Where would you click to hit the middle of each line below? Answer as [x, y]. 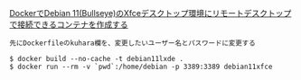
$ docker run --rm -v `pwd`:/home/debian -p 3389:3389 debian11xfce [141, 67]
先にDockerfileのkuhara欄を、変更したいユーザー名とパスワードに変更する [132, 43]
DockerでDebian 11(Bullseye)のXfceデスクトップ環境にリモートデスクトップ [150, 13]
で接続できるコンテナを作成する [69, 24]
